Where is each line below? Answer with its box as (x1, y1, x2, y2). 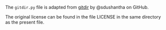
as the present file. (5, 19, 45, 25)
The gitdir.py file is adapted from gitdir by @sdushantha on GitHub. (5, 4, 149, 10)
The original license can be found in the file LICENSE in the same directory (5, 14, 161, 19)
